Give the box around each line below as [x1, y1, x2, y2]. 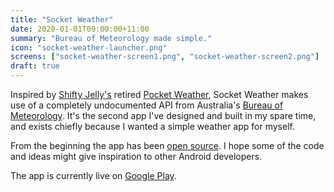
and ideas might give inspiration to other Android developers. [10, 151, 263, 162]
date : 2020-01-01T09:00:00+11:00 [10, 24, 150, 34]
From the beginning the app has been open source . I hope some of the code [10, 140, 325, 151]
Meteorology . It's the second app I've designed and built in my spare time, [10, 110, 317, 121]
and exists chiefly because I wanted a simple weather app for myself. [10, 121, 295, 132]
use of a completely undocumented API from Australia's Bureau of [10, 99, 284, 111]
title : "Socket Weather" [10, 14, 114, 25]
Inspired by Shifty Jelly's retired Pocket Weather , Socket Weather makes [10, 89, 309, 100]
